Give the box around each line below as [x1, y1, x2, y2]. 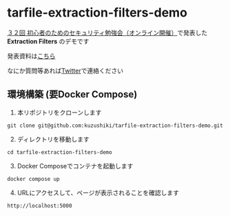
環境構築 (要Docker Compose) [7, 88, 138, 101]
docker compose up [7, 175, 60, 182]
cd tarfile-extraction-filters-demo [7, 148, 112, 156]
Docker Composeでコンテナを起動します [17, 161, 134, 170]
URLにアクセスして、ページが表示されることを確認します [17, 188, 180, 197]
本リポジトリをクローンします [17, 108, 102, 117]
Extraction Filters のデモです [7, 37, 90, 46]
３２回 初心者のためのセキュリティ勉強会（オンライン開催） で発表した [7, 28, 208, 37]
